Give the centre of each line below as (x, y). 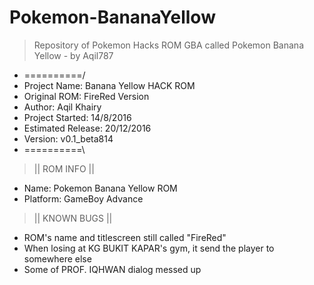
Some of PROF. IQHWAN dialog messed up (112, 269)
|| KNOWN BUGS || (73, 218)
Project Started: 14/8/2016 (77, 117)
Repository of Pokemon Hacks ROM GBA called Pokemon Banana (168, 45)
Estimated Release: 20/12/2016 (87, 128)
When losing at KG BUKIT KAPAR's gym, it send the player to (149, 248)
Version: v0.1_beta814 (68, 138)
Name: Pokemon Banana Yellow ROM (100, 188)
